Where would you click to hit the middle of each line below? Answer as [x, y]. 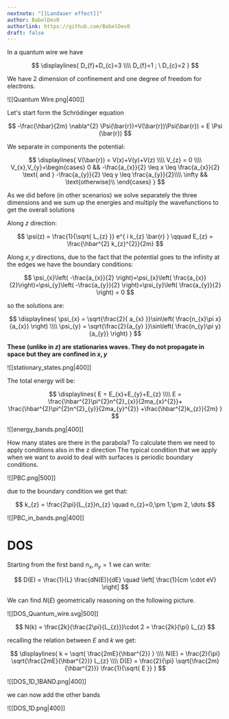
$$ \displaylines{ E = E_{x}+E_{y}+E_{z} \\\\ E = [115, 394]
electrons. [21, 86]
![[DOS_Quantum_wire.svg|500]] [53, 613]
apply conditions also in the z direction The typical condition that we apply [112, 450]
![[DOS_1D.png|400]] [36, 708]
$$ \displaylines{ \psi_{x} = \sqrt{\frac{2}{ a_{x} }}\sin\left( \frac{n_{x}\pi [111, 319]
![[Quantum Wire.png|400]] [46, 100]
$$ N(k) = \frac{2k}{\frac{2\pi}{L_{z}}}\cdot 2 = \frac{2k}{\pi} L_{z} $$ [115, 627]
